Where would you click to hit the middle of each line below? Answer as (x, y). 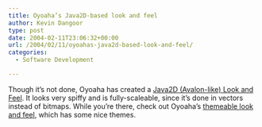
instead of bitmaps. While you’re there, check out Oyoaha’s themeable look (131, 106)
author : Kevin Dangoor (46, 23)
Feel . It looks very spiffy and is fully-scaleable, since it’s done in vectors (126, 98)
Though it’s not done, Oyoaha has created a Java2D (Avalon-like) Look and (131, 89)
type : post (26, 30)
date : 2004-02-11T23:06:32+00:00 (64, 38)
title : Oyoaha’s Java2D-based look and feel (83, 15)
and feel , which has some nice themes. (72, 114)
